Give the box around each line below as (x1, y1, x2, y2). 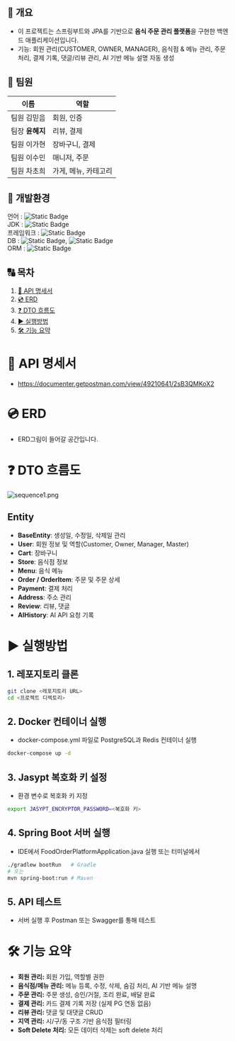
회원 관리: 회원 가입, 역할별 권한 (17, 973, 105, 981)
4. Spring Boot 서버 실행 (7, 827, 111, 839)
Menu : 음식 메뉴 (17, 566, 64, 575)
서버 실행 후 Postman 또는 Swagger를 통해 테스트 (17, 916, 156, 925)
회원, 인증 (52, 113, 83, 123)
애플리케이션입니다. (25, 35, 79, 44)
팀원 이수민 (11, 152, 46, 162)
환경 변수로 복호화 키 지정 (17, 792, 88, 800)
